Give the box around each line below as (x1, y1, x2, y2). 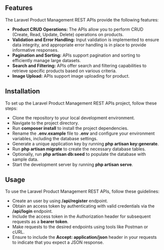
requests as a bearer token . (12, 219, 69, 225)
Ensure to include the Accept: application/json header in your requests (12, 234, 157, 240)
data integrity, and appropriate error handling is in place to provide (12, 42, 146, 48)
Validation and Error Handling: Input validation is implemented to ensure (12, 37, 160, 42)
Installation (5, 87, 40, 96)
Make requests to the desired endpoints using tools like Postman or (12, 224, 148, 230)
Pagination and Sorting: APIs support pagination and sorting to (12, 52, 141, 58)
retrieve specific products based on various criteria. (12, 68, 117, 74)
